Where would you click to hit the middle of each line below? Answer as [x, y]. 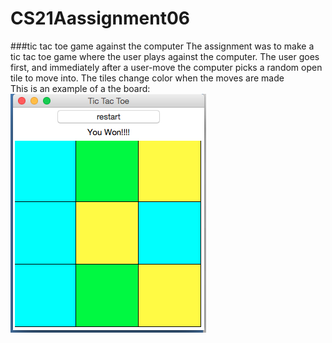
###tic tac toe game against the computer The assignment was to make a [162, 46]
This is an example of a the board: [80, 88]
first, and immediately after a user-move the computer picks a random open [166, 67]
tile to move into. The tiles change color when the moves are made [147, 78]
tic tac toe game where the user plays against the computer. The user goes [165, 56]
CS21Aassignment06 [100, 18]
